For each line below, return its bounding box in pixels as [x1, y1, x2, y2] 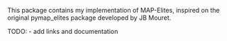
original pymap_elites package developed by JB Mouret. [7, 13, 172, 22]
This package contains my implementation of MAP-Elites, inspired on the [7, 6, 220, 14]
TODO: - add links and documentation [7, 28, 118, 35]
